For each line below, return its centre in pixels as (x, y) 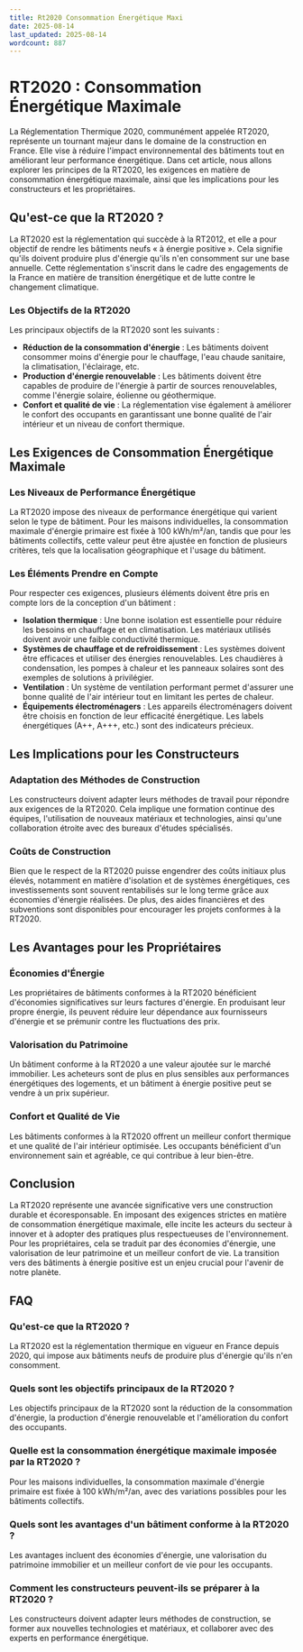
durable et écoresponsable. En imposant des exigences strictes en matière (148, 1215)
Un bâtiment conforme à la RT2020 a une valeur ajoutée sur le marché (140, 1064)
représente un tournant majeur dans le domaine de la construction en (138, 142)
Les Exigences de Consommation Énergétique (142, 452)
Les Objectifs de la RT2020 (70, 310)
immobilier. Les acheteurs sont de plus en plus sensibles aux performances (150, 1074)
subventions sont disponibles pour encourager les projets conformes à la (145, 909)
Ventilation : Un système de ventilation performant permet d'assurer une (158, 687)
